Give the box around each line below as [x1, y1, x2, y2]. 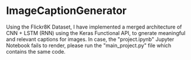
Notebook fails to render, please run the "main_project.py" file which [6, 42, 172, 49]
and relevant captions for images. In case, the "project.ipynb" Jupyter [6, 36, 175, 43]
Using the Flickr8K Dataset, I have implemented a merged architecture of [6, 23, 182, 30]
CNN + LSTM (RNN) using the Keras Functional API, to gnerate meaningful [6, 29, 186, 36]
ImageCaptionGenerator [6, 4, 127, 17]
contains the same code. [6, 48, 66, 55]
